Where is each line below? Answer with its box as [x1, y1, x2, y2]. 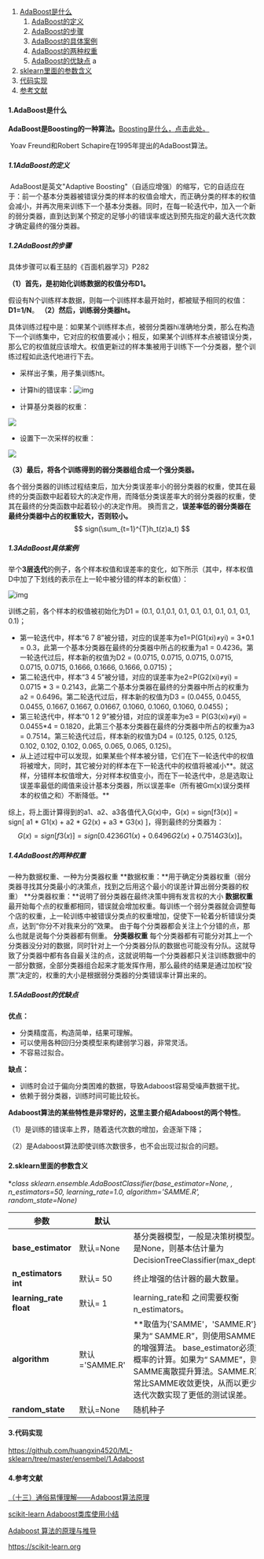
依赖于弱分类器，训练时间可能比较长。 [19, 1091, 144, 1101]
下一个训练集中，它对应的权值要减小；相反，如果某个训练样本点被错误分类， [8, 332, 256, 341]
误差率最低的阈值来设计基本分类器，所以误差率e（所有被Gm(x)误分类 [19, 781, 244, 791]
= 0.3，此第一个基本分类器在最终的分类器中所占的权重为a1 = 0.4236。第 [19, 643, 254, 653]
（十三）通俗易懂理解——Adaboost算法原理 [8, 1492, 150, 1501]
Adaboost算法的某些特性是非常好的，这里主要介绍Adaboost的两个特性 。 [8, 1108, 246, 1118]
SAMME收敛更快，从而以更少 [148, 1378, 258, 1389]
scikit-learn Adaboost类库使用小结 [8, 1509, 119, 1519]
